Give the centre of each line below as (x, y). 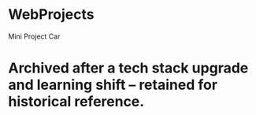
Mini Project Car (34, 36)
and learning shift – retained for (113, 85)
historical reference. (76, 102)
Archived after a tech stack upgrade (128, 68)
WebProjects (51, 15)
